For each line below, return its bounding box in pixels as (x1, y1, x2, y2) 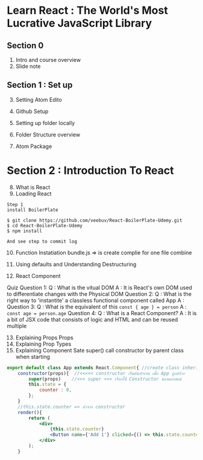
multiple (7, 322, 27, 330)
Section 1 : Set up (7, 80, 73, 90)
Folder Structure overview (15, 130, 81, 138)
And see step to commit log (7, 238, 78, 244)
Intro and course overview (15, 57, 81, 63)
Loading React (15, 190, 52, 197)
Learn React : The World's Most (7, 4, 168, 17)
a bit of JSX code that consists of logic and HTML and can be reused (7, 316, 178, 323)
